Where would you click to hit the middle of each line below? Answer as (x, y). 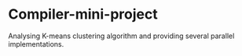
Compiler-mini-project (83, 14)
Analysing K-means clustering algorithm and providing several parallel (121, 36)
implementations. (36, 44)
